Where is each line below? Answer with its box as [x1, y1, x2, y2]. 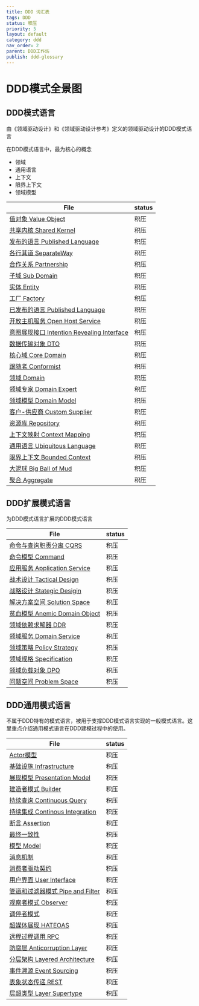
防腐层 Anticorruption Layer [9, 944, 87, 952]
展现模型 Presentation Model [9, 774, 90, 782]
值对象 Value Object [9, 214, 66, 223]
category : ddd [6, 37, 42, 43]
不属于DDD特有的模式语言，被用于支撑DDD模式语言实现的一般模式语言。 [6, 717, 188, 725]
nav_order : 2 [6, 43, 39, 49]
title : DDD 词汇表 [6, 8, 50, 15]
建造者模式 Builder [9, 785, 62, 794]
